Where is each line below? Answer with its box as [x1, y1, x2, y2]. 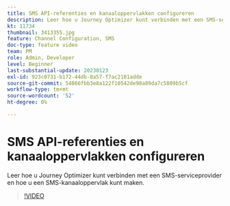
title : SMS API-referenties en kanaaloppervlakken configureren [7, 10, 194, 17]
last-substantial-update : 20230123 [7, 67, 109, 74]
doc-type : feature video [7, 42, 78, 48]
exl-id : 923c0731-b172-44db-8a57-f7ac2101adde [7, 73, 142, 80]
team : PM [7, 48, 32, 55]
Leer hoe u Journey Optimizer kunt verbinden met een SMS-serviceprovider [7, 171, 222, 179]
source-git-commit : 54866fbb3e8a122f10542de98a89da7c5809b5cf [7, 80, 188, 87]
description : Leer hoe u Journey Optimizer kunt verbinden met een [7, 16, 204, 23]
